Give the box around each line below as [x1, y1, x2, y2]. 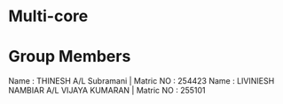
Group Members [8, 47, 131, 67]
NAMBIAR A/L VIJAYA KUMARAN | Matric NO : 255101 [8, 85, 206, 96]
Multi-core [8, 6, 89, 26]
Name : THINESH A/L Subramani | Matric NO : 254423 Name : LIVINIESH [8, 76, 275, 86]
